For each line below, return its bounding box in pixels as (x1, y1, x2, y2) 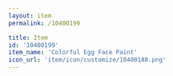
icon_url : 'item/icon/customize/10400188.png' (8, 56, 167, 64)
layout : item (8, 11, 52, 20)
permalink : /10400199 (8, 19, 81, 27)
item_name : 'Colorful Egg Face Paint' (8, 49, 138, 57)
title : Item (8, 34, 48, 42)
